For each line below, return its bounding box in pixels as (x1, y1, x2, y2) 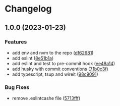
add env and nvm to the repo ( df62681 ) (12, 49, 94, 56)
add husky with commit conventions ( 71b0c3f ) (12, 66, 109, 72)
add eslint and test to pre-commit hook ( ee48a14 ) (12, 60, 115, 66)
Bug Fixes (5, 84, 30, 91)
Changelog (5, 3, 52, 15)
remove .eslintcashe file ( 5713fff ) (12, 95, 81, 101)
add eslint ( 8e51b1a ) (12, 55, 54, 61)
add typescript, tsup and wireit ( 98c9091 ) (12, 71, 99, 77)
